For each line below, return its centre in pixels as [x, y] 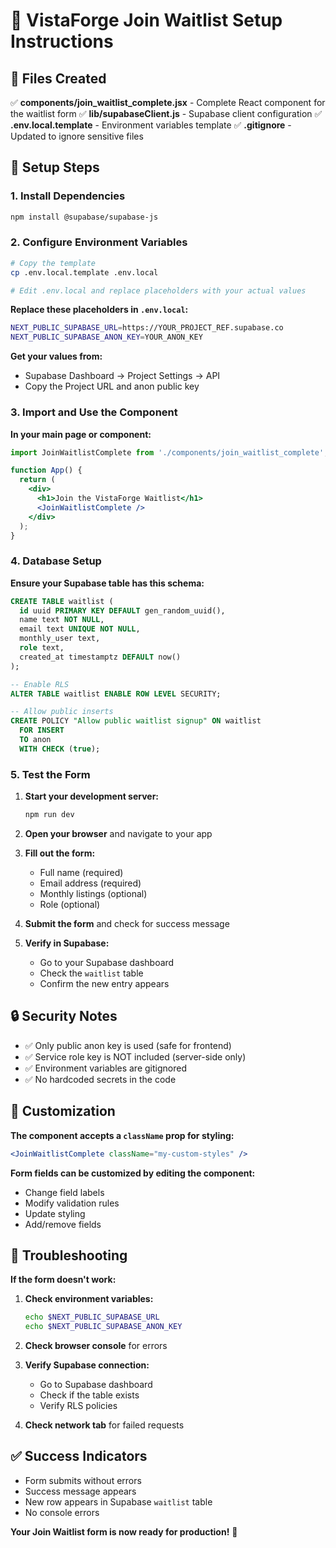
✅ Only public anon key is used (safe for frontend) [128, 1045]
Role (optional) [70, 904]
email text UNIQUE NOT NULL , [80, 629]
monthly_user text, [60, 639]
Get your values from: [56, 356]
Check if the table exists [89, 1395]
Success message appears [80, 1491]
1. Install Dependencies [68, 196]
